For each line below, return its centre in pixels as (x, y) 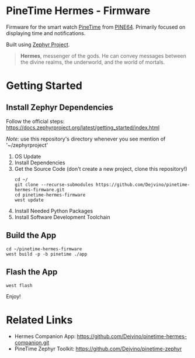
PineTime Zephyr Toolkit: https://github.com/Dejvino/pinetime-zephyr (98, 349)
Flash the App (32, 272)
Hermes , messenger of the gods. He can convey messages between (103, 56)
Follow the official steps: (35, 121)
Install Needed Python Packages (54, 211)
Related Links (39, 320)
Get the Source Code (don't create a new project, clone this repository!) (101, 168)
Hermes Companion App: (45, 336)
